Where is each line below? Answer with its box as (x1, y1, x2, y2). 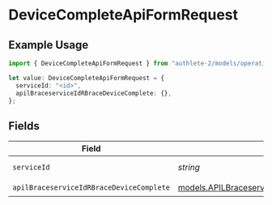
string (177, 162, 201, 173)
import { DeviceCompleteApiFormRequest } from (8, 59, 168, 67)
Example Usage (8, 38, 89, 52)
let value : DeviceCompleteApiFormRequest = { (8, 74, 164, 82)
